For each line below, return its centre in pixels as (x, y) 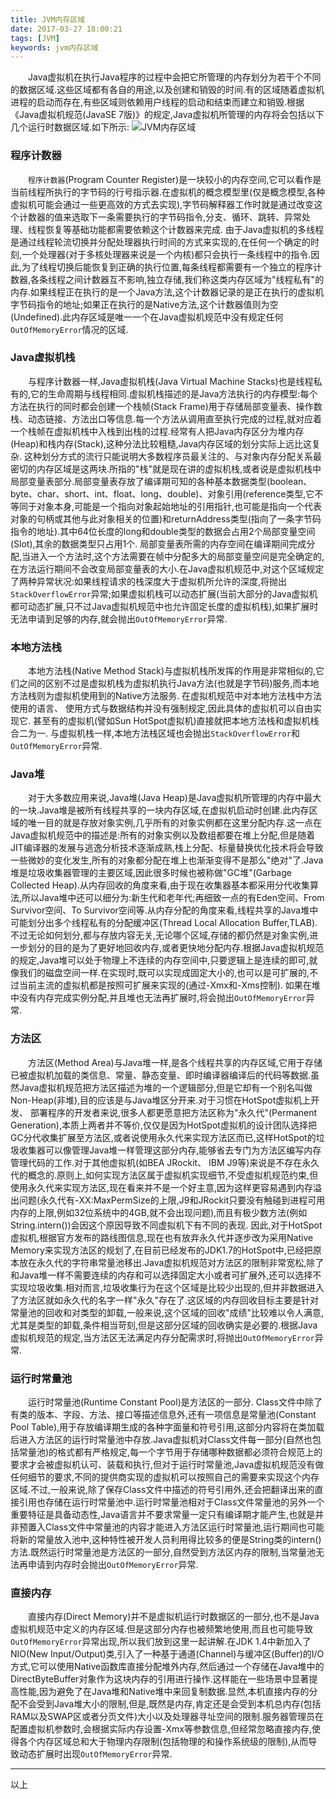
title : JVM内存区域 (48, 19)
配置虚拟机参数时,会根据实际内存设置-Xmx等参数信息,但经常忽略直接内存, (161, 1729)
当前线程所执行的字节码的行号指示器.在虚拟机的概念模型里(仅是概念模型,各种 (168, 192)
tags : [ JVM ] (35, 38)
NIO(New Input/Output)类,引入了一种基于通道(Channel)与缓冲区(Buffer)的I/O (167, 1654)
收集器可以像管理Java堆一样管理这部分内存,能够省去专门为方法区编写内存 (170, 1150)
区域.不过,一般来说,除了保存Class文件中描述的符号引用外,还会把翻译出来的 (162, 1490)
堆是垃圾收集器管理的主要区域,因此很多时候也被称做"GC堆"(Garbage (151, 873)
